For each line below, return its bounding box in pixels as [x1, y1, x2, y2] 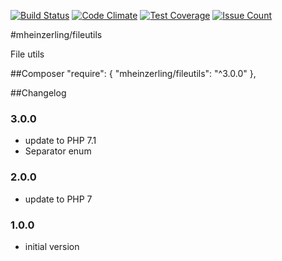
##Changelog [10, 87, 67, 99]
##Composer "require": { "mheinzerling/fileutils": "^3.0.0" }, [10, 68, 257, 79]
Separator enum [24, 145, 92, 157]
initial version [24, 240, 80, 252]
